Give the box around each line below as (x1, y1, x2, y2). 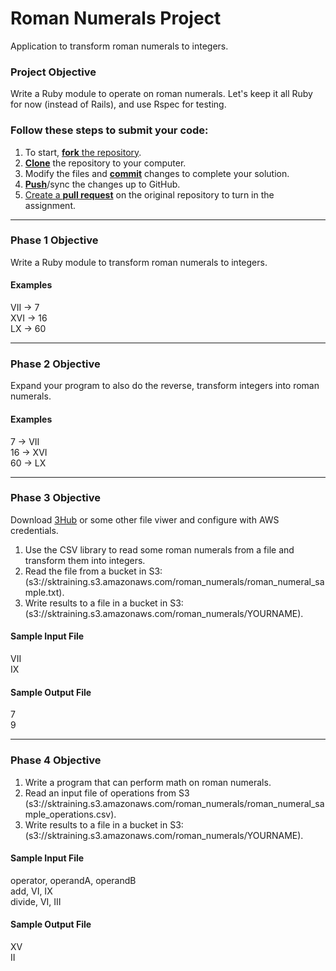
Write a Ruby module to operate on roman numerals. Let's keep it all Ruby (10, 88, 313, 100)
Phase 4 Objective (10, 753, 102, 767)
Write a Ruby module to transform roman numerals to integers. (10, 256, 268, 268)
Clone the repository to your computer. (24, 157, 187, 169)
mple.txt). (24, 586, 65, 598)
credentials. (10, 524, 59, 536)
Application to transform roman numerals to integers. (10, 40, 229, 52)
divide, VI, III (10, 895, 62, 907)
